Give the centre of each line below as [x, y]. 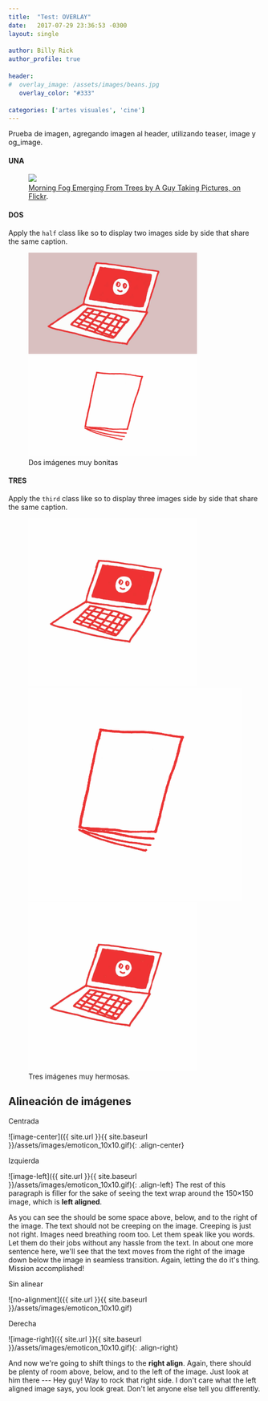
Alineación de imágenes [70, 1101]
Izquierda [24, 1160]
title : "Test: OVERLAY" [50, 17]
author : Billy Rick [41, 51]
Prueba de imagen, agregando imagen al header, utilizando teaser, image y [132, 134]
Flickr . [39, 196]
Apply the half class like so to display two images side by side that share [129, 233]
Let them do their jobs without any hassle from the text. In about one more [131, 1242]
